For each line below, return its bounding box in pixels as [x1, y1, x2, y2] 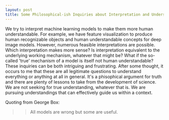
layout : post [5, 7, 33, 12]
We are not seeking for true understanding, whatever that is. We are [5, 84, 146, 90]
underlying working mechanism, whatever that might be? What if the [5, 52, 147, 58]
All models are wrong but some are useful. [30, 108, 118, 115]
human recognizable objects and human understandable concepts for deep [5, 36, 162, 42]
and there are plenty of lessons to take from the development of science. [5, 78, 156, 85]
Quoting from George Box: [5, 99, 60, 105]
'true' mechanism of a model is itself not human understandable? [19, 57, 153, 63]
